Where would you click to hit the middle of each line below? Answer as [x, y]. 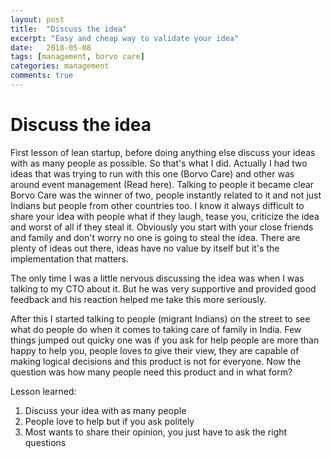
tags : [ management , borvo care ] [77, 57]
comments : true [42, 76]
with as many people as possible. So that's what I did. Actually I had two [159, 163]
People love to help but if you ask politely [109, 421]
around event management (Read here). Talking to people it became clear [162, 184]
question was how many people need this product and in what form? [151, 372]
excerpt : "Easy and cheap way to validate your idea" [125, 38]
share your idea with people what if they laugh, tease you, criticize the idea [165, 216]
